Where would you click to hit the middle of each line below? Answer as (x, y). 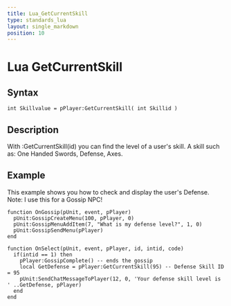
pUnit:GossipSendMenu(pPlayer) (58, 230)
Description (33, 130)
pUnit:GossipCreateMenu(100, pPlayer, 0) (74, 218)
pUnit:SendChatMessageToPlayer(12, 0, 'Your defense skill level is (120, 279)
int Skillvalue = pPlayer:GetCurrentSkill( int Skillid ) (92, 109)
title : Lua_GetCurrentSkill (48, 13)
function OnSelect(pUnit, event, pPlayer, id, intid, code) (96, 249)
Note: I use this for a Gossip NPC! (55, 199)
